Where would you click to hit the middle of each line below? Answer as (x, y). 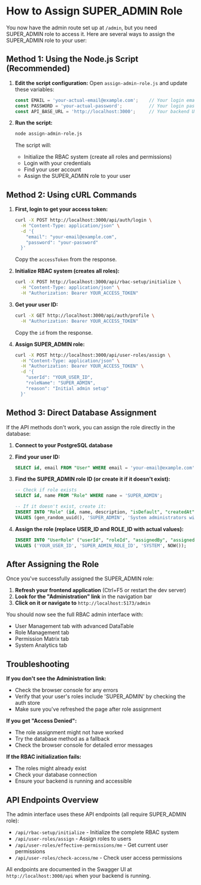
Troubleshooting (38, 664)
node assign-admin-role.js (48, 134)
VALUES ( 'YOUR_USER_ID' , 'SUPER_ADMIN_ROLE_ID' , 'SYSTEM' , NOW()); (101, 545)
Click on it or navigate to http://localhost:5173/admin (83, 603)
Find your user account (52, 169)
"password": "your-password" (62, 243)
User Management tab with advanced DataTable (74, 626)
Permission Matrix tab (42, 639)
